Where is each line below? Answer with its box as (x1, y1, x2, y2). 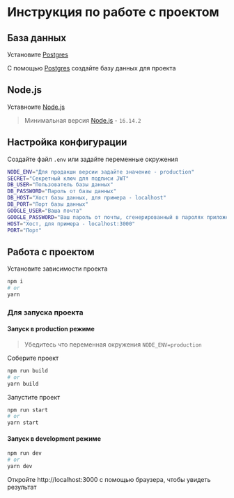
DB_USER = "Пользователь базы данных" (7, 181, 114, 188)
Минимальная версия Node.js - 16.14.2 (24, 116, 141, 124)
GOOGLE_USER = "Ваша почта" (7, 207, 82, 214)
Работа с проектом (7, 246, 95, 258)
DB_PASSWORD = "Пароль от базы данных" (7, 188, 117, 195)
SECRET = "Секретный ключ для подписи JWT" (7, 175, 130, 182)
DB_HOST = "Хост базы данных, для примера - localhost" (7, 195, 167, 202)
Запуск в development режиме (7, 434, 102, 443)
